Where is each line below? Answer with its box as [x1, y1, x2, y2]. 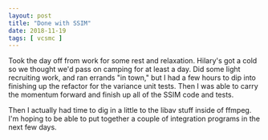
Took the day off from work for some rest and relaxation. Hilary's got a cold [8, 56, 258, 66]
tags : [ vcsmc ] [8, 34, 63, 42]
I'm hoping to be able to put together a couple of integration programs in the [8, 114, 261, 124]
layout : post [8, 11, 52, 20]
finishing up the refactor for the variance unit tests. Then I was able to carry [8, 82, 258, 91]
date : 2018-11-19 [8, 26, 67, 34]
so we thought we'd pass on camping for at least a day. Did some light [8, 65, 241, 74]
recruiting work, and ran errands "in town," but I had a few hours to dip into [8, 73, 257, 82]
